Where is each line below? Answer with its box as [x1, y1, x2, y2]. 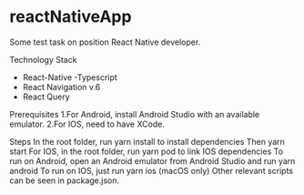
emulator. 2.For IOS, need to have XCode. [9, 118, 166, 129]
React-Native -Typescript [22, 71, 118, 83]
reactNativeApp [9, 6, 132, 27]
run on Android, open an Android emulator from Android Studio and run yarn [9, 155, 296, 166]
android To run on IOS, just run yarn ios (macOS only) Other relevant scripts [9, 165, 294, 176]
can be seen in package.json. [9, 175, 120, 186]
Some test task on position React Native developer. [9, 36, 201, 47]
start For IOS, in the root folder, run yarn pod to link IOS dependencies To [9, 146, 284, 157]
